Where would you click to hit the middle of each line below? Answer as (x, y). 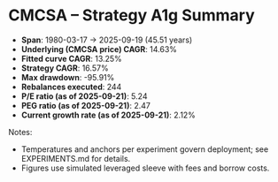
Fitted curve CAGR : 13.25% (72, 58)
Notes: (20, 132)
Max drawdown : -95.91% (68, 77)
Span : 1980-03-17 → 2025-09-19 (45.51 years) (107, 40)
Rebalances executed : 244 (71, 87)
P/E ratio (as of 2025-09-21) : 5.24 (84, 96)
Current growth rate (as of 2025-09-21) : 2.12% (108, 115)
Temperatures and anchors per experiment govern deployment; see (145, 149)
